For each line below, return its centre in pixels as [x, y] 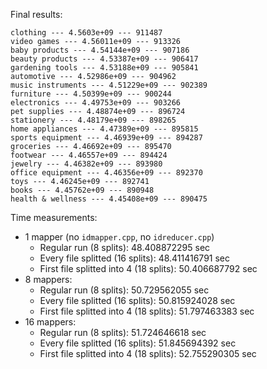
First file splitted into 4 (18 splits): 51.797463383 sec [147, 311]
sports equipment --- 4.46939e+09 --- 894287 [106, 138]
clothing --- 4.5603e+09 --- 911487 [86, 33]
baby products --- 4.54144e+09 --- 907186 [100, 50]
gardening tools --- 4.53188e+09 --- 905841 [104, 68]
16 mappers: [50, 322]
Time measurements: [54, 217]
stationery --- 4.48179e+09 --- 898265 [93, 120]
